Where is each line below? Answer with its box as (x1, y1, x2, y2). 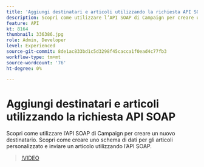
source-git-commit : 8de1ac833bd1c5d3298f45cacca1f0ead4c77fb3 (6, 49, 167, 55)
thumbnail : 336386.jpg (6, 32, 64, 38)
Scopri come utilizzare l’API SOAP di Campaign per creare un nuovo (6, 130, 175, 137)
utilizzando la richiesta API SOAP (6, 110, 176, 123)
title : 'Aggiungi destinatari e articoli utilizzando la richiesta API (6, 9, 191, 15)
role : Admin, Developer (6, 37, 67, 43)
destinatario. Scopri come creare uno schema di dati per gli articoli (6, 136, 173, 143)
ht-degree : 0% (6, 65, 42, 72)
